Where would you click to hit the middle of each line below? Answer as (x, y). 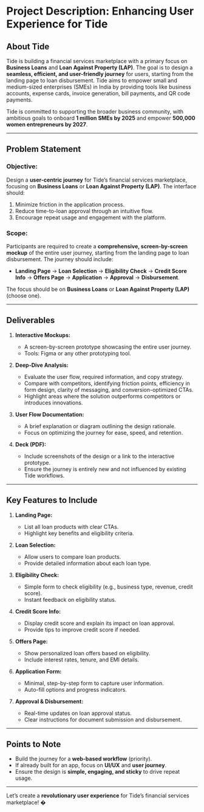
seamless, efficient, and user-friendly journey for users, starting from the (100, 74)
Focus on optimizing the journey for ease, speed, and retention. (104, 432)
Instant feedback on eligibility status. (70, 599)
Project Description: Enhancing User (100, 11)
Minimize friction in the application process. (70, 204)
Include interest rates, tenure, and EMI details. (82, 660)
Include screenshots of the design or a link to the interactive (99, 456)
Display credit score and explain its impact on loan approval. (99, 623)
